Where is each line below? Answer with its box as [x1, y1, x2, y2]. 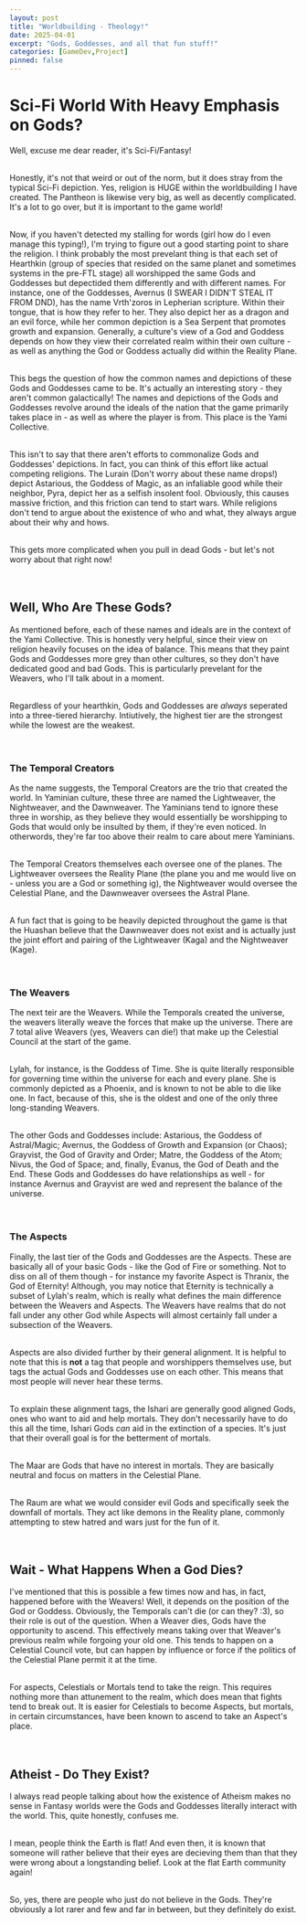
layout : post [9, 13, 59, 23]
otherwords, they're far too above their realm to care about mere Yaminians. [9, 831, 295, 842]
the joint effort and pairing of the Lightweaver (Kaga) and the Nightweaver [9, 934, 289, 946]
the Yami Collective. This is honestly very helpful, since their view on [9, 633, 268, 644]
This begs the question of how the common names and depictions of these [9, 372, 292, 384]
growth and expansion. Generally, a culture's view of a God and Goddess [9, 325, 285, 336]
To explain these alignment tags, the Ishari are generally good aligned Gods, [9, 1403, 296, 1414]
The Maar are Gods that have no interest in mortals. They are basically [9, 1460, 274, 1471]
